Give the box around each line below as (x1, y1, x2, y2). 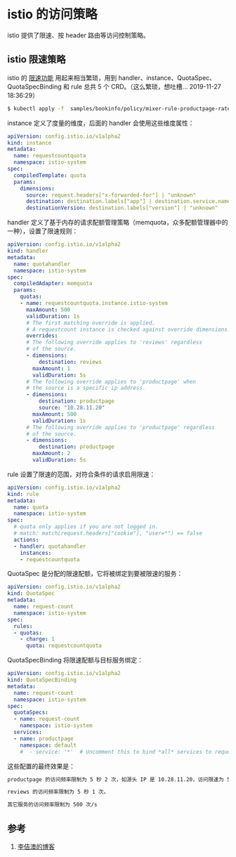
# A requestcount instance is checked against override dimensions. (25, 326, 231, 333)
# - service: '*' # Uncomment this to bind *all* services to (20, 748, 212, 755)
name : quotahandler (13, 261, 71, 268)
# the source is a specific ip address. (25, 384, 146, 392)
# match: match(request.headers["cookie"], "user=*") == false (13, 530, 202, 537)
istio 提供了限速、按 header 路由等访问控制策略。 (7, 31, 150, 39)
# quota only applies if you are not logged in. (13, 523, 159, 530)
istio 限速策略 (7, 53, 66, 65)
